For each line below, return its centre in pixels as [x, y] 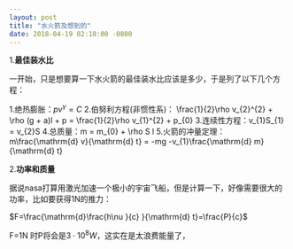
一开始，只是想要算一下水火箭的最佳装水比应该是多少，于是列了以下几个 [141, 79]
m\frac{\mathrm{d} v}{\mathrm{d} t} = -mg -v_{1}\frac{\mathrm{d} [131, 142]
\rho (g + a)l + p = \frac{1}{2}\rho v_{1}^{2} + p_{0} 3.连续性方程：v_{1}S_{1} [147, 121]
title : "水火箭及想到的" [50, 26]
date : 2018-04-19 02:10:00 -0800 [71, 34]
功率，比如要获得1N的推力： [61, 199]
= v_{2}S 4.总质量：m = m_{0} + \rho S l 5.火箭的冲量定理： [117, 132]
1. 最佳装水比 [31, 60]
